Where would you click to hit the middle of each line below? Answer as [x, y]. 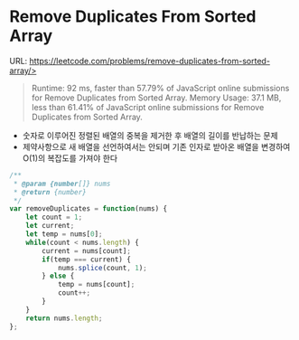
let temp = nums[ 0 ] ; [64, 234]
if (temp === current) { [86, 260]
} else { [58, 276]
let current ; [50, 226]
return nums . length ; [64, 318]
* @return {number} [50, 192]
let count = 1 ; [54, 217]
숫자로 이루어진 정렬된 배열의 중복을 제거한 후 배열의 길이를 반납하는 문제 [150, 135]
